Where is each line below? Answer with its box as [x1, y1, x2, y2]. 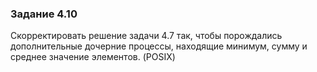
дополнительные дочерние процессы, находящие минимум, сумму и [10, 40, 308, 52]
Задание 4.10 [10, 7, 78, 21]
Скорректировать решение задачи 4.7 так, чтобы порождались [10, 30, 283, 42]
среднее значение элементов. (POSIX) [10, 51, 176, 63]
